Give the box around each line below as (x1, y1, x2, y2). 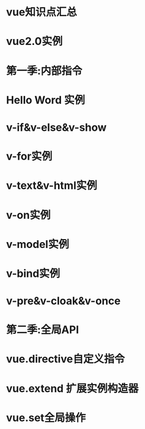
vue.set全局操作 (6, 411, 86, 424)
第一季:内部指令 (6, 64, 83, 78)
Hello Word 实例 (6, 93, 85, 107)
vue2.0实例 (6, 35, 63, 48)
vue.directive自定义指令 (6, 353, 125, 366)
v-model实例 (6, 237, 69, 251)
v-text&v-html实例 (6, 179, 98, 192)
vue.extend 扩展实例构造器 (6, 382, 139, 395)
